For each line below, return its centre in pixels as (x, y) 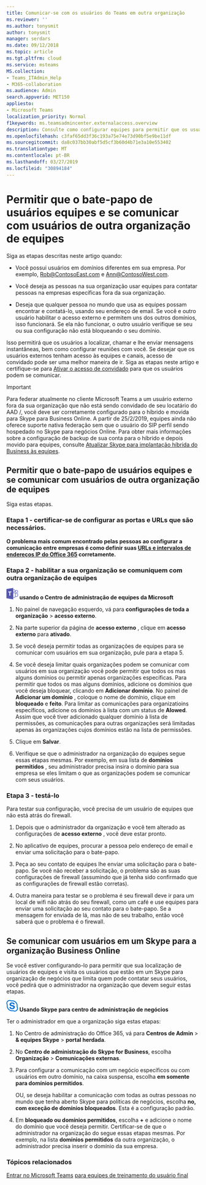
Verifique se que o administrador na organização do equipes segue (100, 753)
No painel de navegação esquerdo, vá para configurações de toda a (102, 609)
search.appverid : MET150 (38, 97)
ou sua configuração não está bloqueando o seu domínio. (88, 330)
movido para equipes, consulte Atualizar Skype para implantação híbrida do (102, 445)
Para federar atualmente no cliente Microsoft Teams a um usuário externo (100, 398)
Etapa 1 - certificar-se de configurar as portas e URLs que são (100, 520)
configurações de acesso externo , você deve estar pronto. (91, 834)
